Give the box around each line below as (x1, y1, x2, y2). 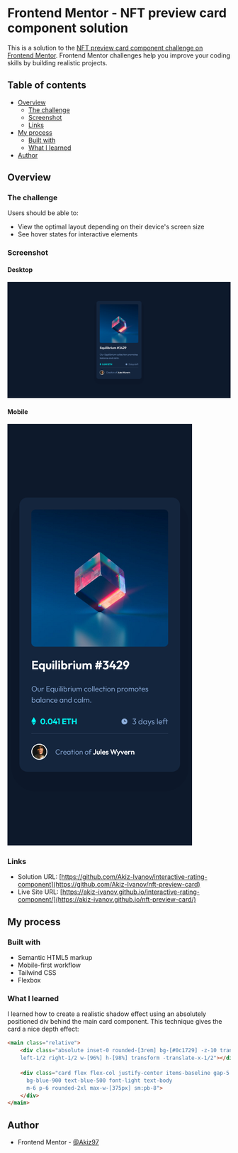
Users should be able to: (7, 209, 79, 217)
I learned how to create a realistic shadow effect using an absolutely (7, 1010, 207, 1018)
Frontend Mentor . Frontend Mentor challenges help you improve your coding (7, 51, 231, 60)
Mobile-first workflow (17, 961, 81, 970)
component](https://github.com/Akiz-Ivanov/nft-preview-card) (17, 880, 200, 889)
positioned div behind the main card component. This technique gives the (7, 1017, 222, 1026)
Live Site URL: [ (17, 887, 63, 896)
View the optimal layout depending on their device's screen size (17, 222, 205, 231)
